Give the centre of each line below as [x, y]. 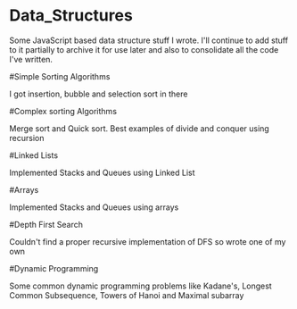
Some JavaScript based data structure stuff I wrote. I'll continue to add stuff [148, 40]
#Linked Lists [34, 155]
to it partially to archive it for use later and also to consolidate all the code [144, 49]
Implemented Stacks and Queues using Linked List [102, 172]
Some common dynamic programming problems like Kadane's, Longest [140, 286]
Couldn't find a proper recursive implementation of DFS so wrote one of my [148, 241]
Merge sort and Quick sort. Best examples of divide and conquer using [139, 128]
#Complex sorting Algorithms [63, 111]
